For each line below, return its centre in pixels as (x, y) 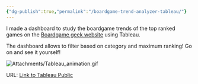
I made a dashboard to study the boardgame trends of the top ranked (91, 28)
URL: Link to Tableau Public (40, 75)
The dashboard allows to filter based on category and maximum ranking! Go (99, 46)
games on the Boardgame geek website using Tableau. (73, 34)
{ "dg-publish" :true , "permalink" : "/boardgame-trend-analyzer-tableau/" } (96, 11)
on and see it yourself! (33, 52)
